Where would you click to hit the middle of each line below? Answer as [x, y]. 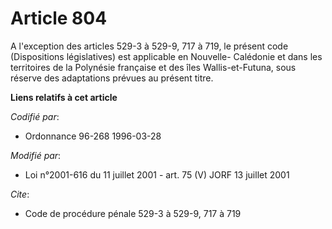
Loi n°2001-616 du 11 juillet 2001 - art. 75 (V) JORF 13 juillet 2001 [157, 174]
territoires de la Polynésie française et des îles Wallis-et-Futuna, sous [153, 67]
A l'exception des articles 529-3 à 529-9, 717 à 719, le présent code [149, 46]
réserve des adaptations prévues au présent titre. [112, 78]
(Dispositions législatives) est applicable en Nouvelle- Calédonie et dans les [166, 56]
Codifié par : [35, 116]
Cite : [20, 194]
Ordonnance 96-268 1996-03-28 [93, 136]
